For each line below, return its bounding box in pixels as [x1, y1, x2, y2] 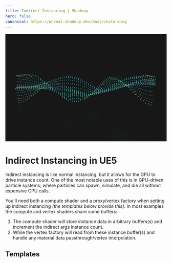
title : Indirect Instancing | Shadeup [5, 8, 88, 13]
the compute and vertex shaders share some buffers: [5, 209, 118, 215]
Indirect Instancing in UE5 [5, 155, 117, 166]
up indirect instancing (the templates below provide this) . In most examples [5, 203, 164, 209]
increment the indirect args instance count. [12, 224, 104, 230]
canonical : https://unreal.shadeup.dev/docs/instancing [5, 19, 127, 24]
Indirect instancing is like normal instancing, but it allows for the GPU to [5, 171, 156, 178]
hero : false [5, 13, 31, 19]
